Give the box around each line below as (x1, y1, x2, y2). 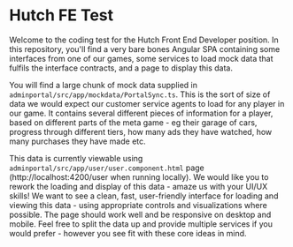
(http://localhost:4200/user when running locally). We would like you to (9, 171, 269, 182)
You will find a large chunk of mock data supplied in (9, 79, 197, 90)
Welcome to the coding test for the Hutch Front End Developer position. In (9, 34, 279, 45)
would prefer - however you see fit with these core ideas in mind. (9, 228, 247, 238)
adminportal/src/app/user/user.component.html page (9, 162, 205, 173)
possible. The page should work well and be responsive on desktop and (9, 209, 272, 220)
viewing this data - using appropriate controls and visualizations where (9, 199, 267, 210)
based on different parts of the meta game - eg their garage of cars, (9, 116, 258, 128)
